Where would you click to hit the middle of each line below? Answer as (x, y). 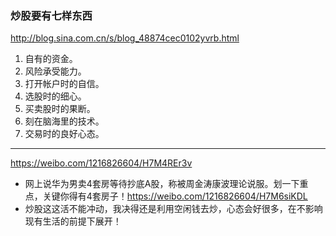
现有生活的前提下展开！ (73, 221)
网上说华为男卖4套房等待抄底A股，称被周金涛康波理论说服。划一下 (162, 184)
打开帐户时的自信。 (64, 84)
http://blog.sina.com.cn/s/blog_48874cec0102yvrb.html (125, 38)
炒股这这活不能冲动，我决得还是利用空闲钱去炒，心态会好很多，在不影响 (173, 209)
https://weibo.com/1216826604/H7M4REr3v (101, 163)
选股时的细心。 (55, 96)
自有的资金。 (51, 59)
